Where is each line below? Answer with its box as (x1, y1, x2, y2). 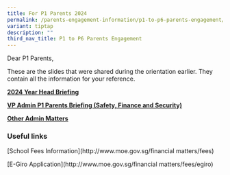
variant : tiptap (7, 23, 53, 29)
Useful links (7, 131, 48, 141)
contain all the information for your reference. (7, 75, 136, 83)
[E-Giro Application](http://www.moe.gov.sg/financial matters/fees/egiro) (7, 160, 214, 168)
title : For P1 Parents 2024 (7, 10, 88, 17)
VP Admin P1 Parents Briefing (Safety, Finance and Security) (7, 101, 183, 109)
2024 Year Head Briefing (7, 88, 79, 96)
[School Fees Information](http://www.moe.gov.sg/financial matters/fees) (7, 147, 214, 155)
